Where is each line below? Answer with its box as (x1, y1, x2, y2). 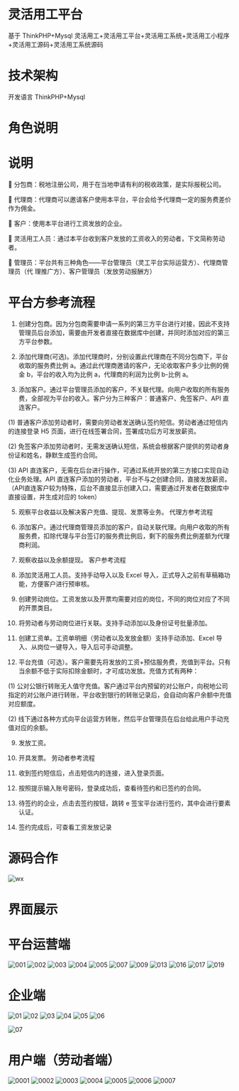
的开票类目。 (18, 603, 56, 612)
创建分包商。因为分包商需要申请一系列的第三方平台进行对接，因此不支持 (18, 319, 230, 327)
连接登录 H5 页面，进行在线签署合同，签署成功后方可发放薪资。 (13, 427, 201, 435)
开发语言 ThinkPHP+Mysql (8, 92, 86, 101)
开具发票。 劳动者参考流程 (18, 754, 95, 762)
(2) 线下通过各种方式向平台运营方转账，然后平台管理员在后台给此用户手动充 (8, 715, 230, 723)
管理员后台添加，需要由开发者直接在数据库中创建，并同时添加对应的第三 (18, 328, 230, 337)
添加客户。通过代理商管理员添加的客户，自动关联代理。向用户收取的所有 (18, 523, 230, 531)
